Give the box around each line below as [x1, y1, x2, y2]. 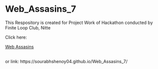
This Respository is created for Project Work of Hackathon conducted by [5, 20, 153, 25]
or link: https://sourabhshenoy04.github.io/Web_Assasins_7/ [5, 58, 128, 64]
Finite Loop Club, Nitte [5, 24, 51, 30]
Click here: [5, 34, 27, 40]
